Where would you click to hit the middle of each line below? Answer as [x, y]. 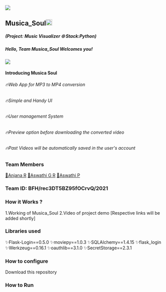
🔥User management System [34, 116]
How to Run [19, 285]
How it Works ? [24, 202]
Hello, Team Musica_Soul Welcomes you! [49, 49]
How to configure [27, 261]
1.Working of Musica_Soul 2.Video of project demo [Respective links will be [82, 213]
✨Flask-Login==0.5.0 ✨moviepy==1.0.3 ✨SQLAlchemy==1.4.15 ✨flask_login [83, 242]
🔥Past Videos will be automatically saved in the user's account [70, 148]
